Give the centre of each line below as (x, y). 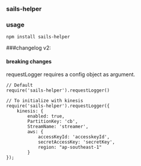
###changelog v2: (29, 48)
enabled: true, (46, 116)
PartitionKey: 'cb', (53, 122)
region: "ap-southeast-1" (70, 147)
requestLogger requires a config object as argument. (70, 74)
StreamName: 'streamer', (58, 127)
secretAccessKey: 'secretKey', (76, 142)
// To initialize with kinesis (45, 101)
